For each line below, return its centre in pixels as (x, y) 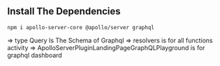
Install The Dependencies (64, 11)
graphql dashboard (35, 55)
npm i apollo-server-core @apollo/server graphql (81, 27)
